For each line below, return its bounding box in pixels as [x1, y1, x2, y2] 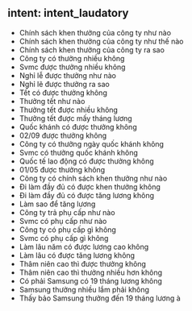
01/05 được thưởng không [19, 164, 106, 174]
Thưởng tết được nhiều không [19, 105, 119, 114]
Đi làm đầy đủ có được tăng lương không [19, 190, 155, 200]
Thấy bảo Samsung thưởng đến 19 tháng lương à [19, 293, 181, 303]
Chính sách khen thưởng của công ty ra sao [19, 44, 165, 55]
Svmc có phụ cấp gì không [19, 233, 109, 243]
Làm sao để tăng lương [19, 199, 96, 209]
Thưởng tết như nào [19, 96, 86, 106]
